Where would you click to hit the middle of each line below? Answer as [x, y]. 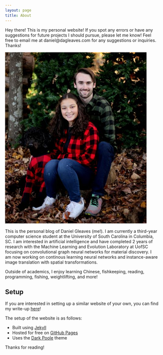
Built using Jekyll [29, 328]
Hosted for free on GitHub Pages [45, 333]
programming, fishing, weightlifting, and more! [51, 277]
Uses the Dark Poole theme [39, 338]
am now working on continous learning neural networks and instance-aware [81, 257]
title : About [18, 15]
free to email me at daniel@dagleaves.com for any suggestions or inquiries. [81, 40]
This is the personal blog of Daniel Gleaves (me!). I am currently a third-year [81, 231]
